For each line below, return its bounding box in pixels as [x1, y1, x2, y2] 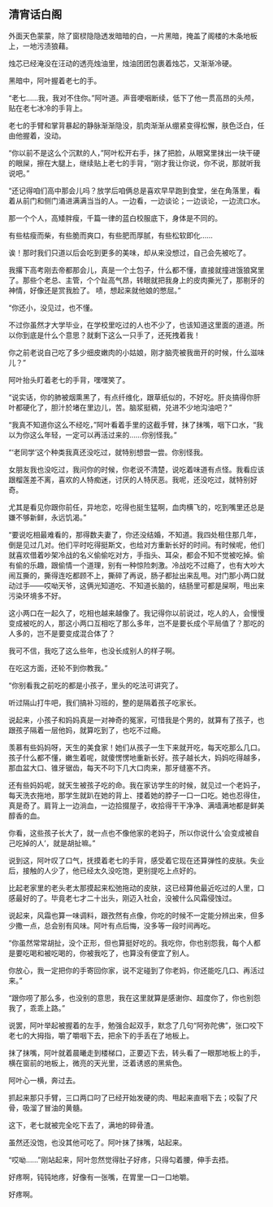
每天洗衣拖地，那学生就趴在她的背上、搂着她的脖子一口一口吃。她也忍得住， [8, 790, 265, 800]
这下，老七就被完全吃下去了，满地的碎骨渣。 [8, 1120, 158, 1130]
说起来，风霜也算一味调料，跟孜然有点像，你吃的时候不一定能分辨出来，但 [8, 911, 258, 920]
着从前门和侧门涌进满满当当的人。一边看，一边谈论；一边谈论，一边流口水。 [8, 195, 265, 205]
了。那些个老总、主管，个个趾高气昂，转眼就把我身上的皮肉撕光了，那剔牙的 [8, 275, 265, 285]
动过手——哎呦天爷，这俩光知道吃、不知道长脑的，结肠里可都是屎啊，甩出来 [8, 581, 265, 590]
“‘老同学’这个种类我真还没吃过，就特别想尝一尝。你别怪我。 [8, 447, 208, 457]
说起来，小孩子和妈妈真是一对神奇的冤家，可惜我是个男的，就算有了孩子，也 [8, 715, 265, 725]
